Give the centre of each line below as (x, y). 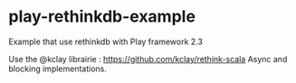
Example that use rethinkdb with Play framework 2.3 (105, 41)
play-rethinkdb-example (102, 17)
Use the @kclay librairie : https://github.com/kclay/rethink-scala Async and (148, 59)
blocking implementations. (58, 69)
